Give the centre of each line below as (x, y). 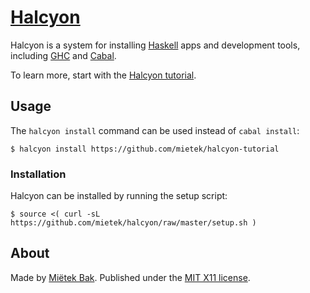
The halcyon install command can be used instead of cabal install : (155, 130)
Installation (38, 174)
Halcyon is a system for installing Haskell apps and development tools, (155, 45)
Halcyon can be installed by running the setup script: (119, 196)
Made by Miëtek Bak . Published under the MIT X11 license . (130, 277)
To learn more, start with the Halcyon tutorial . (103, 75)
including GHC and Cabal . (63, 55)
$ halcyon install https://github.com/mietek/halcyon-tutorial (145, 149)
